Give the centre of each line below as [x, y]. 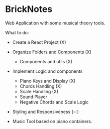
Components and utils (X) [46, 61]
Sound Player [34, 97]
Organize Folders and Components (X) [52, 52]
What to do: [17, 32]
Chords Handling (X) [41, 86]
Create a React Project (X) [39, 42]
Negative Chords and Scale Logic [54, 102]
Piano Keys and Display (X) [48, 81]
